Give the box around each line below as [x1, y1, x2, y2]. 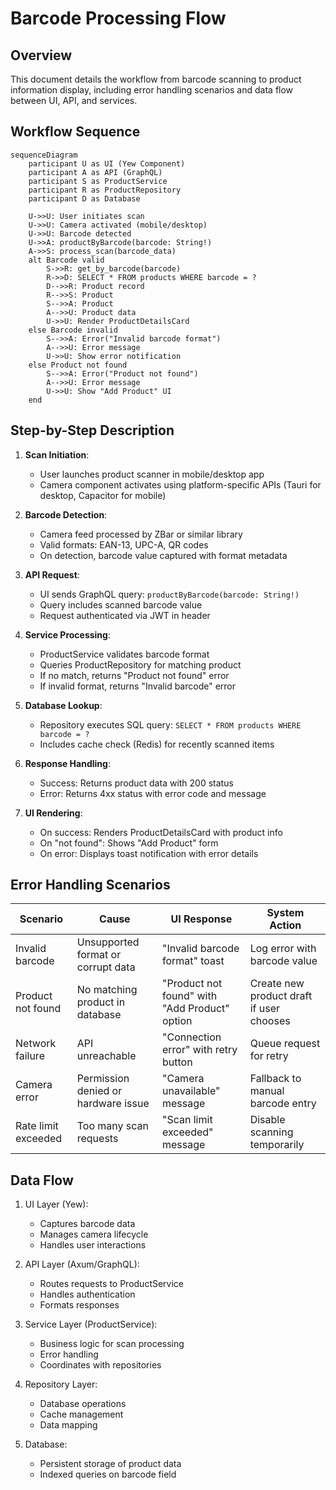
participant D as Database [28, 193, 141, 204]
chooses [249, 1014, 291, 1028]
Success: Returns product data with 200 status [39, 777, 234, 789]
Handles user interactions [39, 1239, 147, 1251]
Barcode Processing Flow [10, 7, 227, 30]
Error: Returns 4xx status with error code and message [39, 787, 267, 799]
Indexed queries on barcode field [39, 1468, 177, 1481]
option [161, 1014, 193, 1028]
